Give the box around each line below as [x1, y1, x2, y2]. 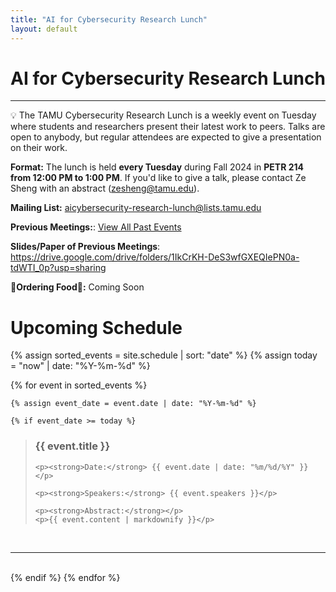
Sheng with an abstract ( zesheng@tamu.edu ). [10, 182, 200, 195]
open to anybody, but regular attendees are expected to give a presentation [10, 131, 322, 143]
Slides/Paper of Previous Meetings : [10, 241, 161, 253]
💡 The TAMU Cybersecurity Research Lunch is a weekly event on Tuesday [10, 109, 317, 121]
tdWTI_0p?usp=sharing [10, 262, 107, 274]
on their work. [10, 142, 68, 154]
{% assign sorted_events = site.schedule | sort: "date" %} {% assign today [10, 349, 318, 361]
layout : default [10, 24, 78, 34]
